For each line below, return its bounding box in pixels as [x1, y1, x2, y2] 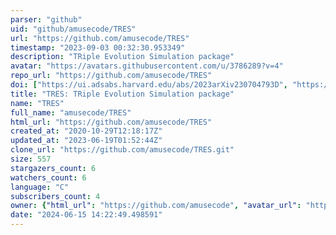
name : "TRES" [10, 98, 65, 108]
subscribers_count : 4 [10, 191, 101, 201]
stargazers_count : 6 [10, 163, 97, 173]
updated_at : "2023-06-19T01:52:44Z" [10, 136, 163, 146]
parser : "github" [10, 14, 83, 25]
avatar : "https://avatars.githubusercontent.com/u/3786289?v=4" [10, 61, 284, 71]
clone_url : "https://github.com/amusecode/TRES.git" [10, 145, 235, 155]
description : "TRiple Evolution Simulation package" [10, 52, 235, 62]
